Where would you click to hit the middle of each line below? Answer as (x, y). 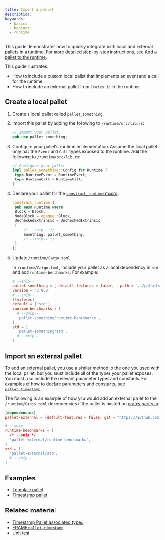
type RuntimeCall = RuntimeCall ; (49, 180)
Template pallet (28, 490)
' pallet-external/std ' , (34, 453)
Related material (31, 510)
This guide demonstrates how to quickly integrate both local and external (79, 46)
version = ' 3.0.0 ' (31, 291)
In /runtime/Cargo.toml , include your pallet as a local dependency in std (85, 267)
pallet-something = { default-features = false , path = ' (75, 286)
